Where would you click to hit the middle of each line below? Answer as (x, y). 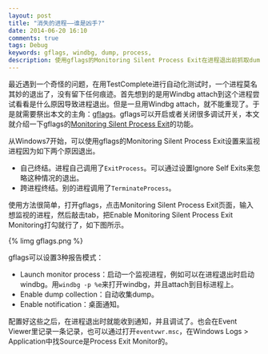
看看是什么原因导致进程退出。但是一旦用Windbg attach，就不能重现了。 (134, 104)
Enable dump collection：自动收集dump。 (89, 294)
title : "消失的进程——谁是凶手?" (57, 23)
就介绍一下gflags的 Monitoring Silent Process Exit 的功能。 (103, 124)
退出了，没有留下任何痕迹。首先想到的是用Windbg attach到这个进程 (141, 93)
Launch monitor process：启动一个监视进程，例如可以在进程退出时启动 (137, 274)
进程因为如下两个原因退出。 (54, 151)
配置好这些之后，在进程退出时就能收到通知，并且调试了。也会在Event (123, 321)
